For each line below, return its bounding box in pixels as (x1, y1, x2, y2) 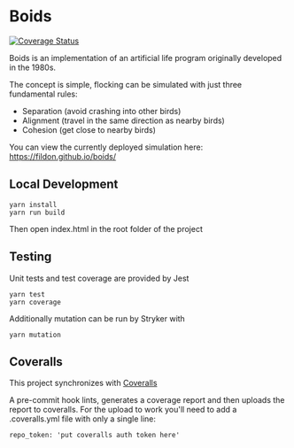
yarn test (9, 290, 46, 298)
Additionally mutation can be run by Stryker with (9, 313, 186, 324)
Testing (9, 250, 52, 265)
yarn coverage (9, 297, 62, 306)
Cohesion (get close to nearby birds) (21, 124, 157, 135)
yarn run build (9, 208, 66, 217)
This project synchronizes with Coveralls (9, 378, 158, 389)
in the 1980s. (9, 62, 56, 73)
